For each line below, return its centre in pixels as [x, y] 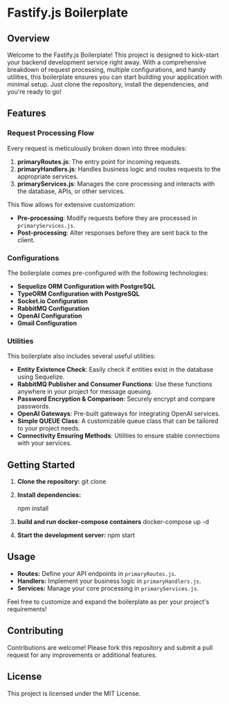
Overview [29, 38]
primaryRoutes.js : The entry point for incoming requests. [99, 161]
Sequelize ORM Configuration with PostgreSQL [86, 286]
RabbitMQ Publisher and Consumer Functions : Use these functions [114, 384]
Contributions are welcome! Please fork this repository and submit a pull [110, 647]
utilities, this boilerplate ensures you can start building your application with [115, 77]
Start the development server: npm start [76, 535]
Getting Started [41, 465]
